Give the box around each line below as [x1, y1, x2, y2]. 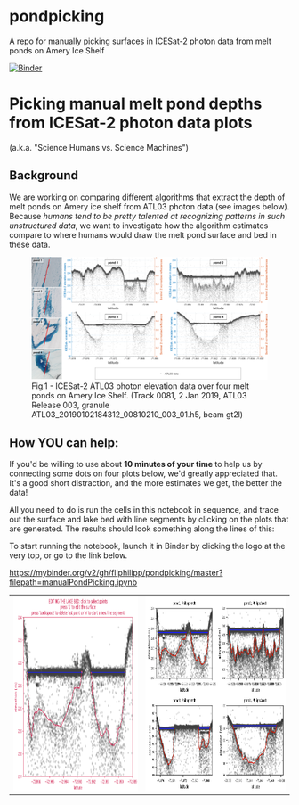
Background [9, 168, 78, 184]
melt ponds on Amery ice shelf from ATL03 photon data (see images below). [9, 201, 290, 211]
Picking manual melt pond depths [9, 94, 263, 114]
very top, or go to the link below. [9, 550, 128, 561]
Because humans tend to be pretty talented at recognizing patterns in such [9, 210, 286, 221]
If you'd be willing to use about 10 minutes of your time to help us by [9, 459, 263, 470]
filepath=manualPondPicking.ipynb [9, 577, 138, 587]
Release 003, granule [31, 399, 109, 411]
